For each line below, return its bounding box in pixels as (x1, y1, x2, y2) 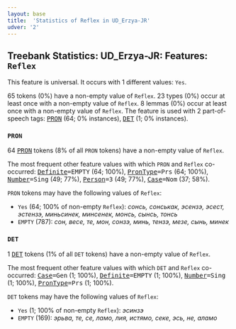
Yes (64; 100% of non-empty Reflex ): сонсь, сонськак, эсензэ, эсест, (17, 203, 225, 211)
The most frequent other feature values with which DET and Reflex (7, 263, 201, 272)
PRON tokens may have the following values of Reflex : (7, 189, 162, 197)
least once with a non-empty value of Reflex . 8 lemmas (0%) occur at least (7, 99, 227, 108)
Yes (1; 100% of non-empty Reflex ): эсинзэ (17, 306, 144, 314)
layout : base (7, 10, 46, 18)
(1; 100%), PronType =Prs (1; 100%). (7, 278, 114, 287)
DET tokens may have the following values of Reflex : (7, 292, 159, 301)
